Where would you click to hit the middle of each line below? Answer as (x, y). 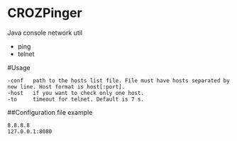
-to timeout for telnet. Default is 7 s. (76, 99)
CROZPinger (45, 13)
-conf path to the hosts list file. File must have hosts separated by (119, 80)
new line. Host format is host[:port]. (66, 86)
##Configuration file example (50, 112)
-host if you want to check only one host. (76, 93)
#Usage (19, 67)
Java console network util (45, 33)
